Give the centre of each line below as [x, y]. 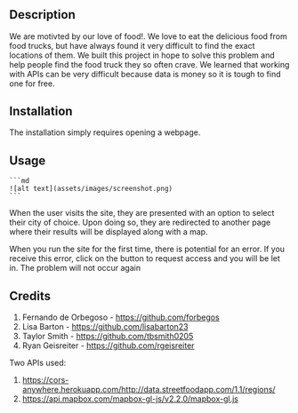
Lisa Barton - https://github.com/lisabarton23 [105, 327]
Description [42, 15]
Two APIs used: [38, 363]
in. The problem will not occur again [75, 268]
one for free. [32, 83]
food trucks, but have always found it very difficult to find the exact [132, 45]
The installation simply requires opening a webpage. [105, 132]
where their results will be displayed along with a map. [109, 232]
